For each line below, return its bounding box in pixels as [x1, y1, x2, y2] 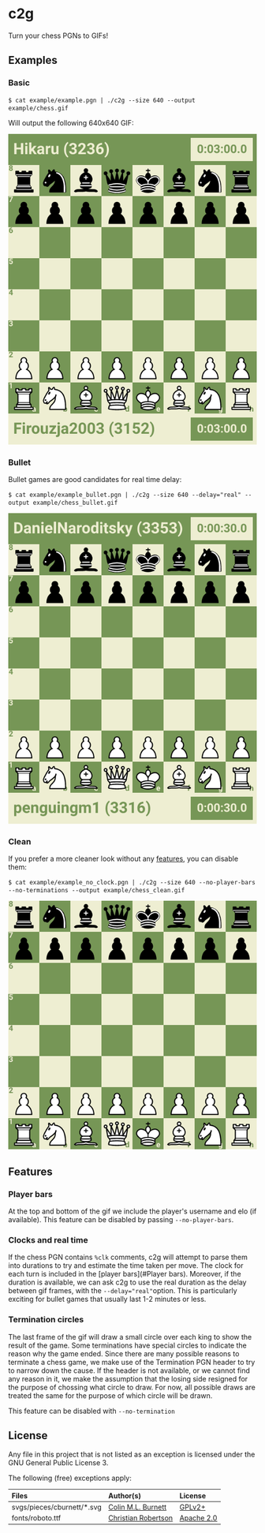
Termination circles [8, 1314, 84, 1325]
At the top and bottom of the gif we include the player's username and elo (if [8, 1206, 257, 1216]
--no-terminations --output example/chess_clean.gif [8, 887, 185, 895]
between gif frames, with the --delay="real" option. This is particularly [8, 1286, 237, 1296]
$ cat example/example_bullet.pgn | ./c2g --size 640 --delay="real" [8, 491, 242, 499]
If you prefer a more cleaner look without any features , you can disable [8, 854, 239, 864]
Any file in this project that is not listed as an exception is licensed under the [8, 1449, 256, 1460]
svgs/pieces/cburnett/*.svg [11, 1502, 103, 1512]
